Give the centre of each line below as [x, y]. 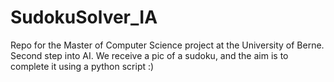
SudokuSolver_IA [84, 17]
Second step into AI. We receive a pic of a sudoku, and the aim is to [149, 55]
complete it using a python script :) [82, 66]
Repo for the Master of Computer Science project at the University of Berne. [167, 45]
